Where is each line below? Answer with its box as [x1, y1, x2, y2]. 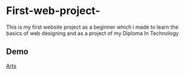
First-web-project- [6, 4, 100, 18]
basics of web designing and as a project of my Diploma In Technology [6, 29, 179, 36]
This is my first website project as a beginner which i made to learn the [6, 23, 178, 30]
